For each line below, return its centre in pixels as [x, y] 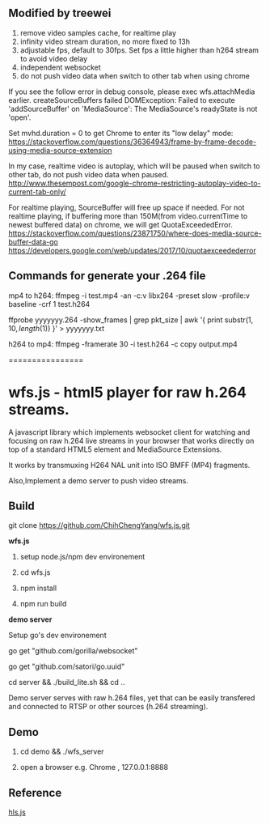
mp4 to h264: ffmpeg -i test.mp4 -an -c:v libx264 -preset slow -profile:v [129, 296]
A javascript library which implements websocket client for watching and [129, 432]
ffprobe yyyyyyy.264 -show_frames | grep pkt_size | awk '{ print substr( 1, [131, 320]
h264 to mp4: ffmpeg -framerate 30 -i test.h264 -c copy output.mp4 [123, 344]
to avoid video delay [54, 58]
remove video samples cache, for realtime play [98, 32]
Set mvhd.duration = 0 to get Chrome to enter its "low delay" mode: [121, 133]
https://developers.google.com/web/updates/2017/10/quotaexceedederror [133, 250]
